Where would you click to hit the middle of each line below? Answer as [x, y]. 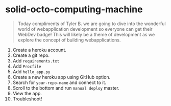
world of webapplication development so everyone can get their [85, 29]
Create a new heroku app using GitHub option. [62, 77]
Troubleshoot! [27, 99]
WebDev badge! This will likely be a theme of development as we [86, 34]
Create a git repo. [31, 55]
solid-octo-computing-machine [74, 9]
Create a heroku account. [39, 50]
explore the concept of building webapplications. [69, 40]
